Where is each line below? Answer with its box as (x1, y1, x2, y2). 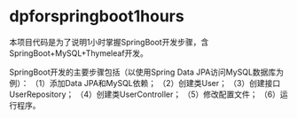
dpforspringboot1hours (9, 6, 184, 27)
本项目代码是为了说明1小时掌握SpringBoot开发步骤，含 (9, 36, 209, 47)
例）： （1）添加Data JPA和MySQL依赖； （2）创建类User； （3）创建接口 (9, 77, 281, 88)
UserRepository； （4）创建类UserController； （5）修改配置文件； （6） (9, 89, 281, 99)
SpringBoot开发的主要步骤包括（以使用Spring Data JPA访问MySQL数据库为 (9, 67, 285, 77)
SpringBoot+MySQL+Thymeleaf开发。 (9, 47, 149, 59)
